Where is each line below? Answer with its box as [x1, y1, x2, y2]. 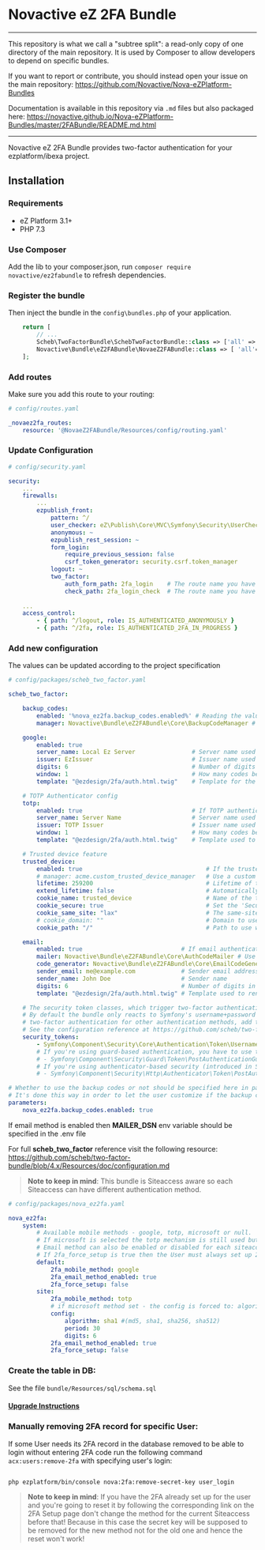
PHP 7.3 [19, 224, 46, 234]
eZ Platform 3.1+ [19, 216, 73, 225]
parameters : [8, 1099, 47, 1107]
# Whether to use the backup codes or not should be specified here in [8, 1084, 248, 1092]
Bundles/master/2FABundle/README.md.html [8, 120, 156, 130]
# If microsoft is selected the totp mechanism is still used [36, 1236, 245, 1244]
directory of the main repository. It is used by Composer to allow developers [8, 47, 256, 57]
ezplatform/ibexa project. [8, 151, 91, 160]
